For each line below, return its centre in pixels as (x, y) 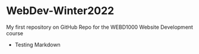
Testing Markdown (37, 45)
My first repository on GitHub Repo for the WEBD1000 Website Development (99, 27)
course (15, 33)
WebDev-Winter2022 (60, 11)
